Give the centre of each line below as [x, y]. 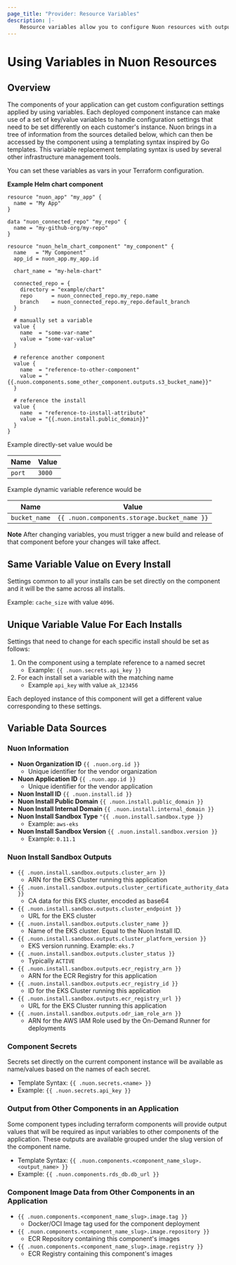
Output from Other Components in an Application [93, 1109]
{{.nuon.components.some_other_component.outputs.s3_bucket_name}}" [110, 382]
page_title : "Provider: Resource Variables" [73, 14]
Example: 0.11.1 [52, 839]
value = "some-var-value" [58, 339]
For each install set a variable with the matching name [96, 678]
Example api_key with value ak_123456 [83, 685]
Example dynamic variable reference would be [74, 490]
